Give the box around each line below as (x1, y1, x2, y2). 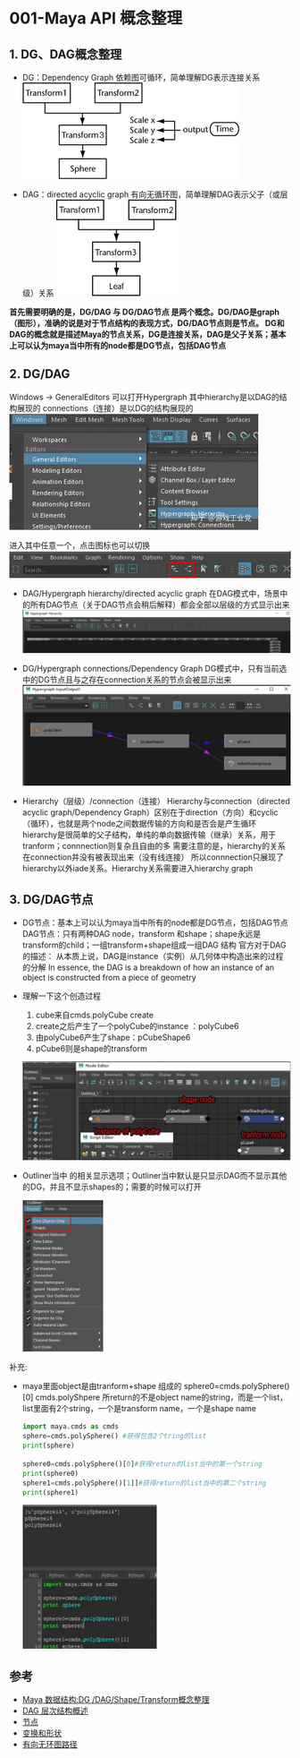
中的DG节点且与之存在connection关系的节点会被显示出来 (21, 674, 232, 685)
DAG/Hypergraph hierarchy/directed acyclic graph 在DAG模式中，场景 (21, 588, 280, 599)
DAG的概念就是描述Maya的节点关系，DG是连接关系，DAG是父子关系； (9, 329, 271, 339)
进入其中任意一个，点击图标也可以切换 (9, 539, 150, 551)
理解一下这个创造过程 (21, 990, 101, 1001)
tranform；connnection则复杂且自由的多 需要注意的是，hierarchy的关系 (21, 841, 286, 852)
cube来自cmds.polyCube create (35, 1009, 154, 1020)
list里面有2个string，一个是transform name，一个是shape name (21, 1402, 257, 1413)
